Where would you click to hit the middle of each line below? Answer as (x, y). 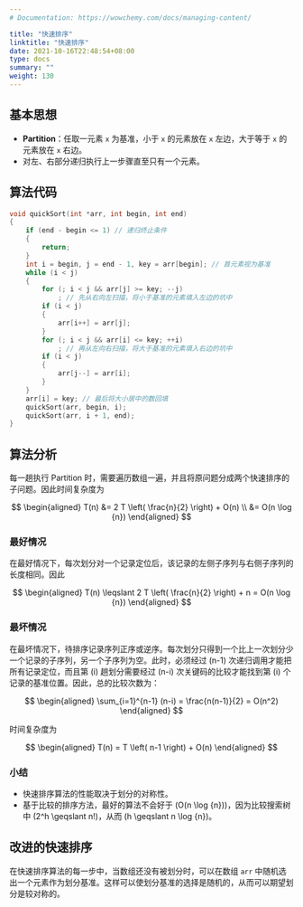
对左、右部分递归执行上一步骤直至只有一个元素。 (113, 161)
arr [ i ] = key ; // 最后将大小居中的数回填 (97, 399)
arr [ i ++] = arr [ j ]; (94, 323)
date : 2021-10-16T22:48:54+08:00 (72, 51)
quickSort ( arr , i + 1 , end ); (80, 416)
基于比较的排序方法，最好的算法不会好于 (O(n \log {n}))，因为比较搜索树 (156, 805)
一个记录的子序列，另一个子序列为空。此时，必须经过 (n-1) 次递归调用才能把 (151, 660)
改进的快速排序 (51, 848)
